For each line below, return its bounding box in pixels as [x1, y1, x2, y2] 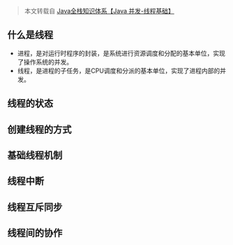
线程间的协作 [7, 227, 63, 239]
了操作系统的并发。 [17, 57, 73, 66]
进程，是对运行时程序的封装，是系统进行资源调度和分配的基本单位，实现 [17, 49, 225, 57]
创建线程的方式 [7, 124, 72, 135]
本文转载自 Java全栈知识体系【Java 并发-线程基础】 [24, 7, 174, 15]
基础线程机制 [7, 149, 63, 161]
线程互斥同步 [7, 201, 63, 213]
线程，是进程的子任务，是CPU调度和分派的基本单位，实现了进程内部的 [17, 66, 220, 75]
